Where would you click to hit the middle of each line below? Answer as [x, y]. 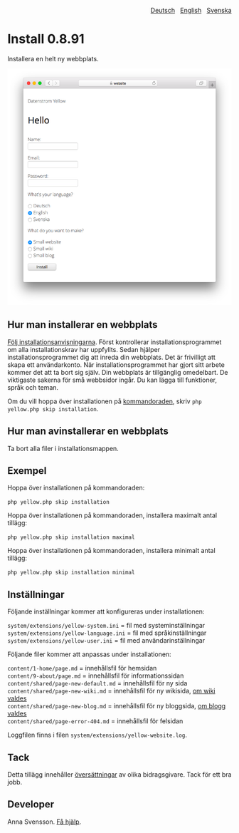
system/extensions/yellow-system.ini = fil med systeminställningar [106, 626]
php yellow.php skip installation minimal [71, 573]
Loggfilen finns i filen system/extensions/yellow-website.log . [97, 735]
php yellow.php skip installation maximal [71, 537]
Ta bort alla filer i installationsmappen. [63, 448]
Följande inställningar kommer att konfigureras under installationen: [106, 611]
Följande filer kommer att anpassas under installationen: [90, 654]
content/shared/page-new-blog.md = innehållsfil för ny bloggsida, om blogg [117, 706]
